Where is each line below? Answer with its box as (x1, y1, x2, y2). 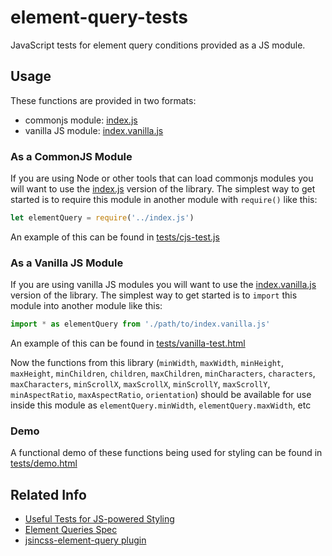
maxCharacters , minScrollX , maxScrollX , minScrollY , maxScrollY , (10, 378, 271, 390)
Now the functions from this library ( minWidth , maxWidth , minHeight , (10, 357, 285, 369)
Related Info (10, 486, 87, 503)
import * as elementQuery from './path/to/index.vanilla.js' (10, 319, 271, 330)
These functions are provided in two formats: (10, 94, 197, 106)
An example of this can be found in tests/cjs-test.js (10, 231, 220, 243)
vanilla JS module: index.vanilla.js (24, 124, 164, 136)
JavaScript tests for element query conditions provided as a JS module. (10, 39, 306, 51)
